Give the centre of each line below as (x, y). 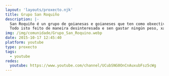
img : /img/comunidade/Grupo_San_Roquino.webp (54, 33)
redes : (12, 61)
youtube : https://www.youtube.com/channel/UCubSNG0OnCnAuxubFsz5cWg (83, 65)
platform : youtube (24, 42)
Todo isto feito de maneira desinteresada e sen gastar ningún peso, (84, 28)
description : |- (22, 19)
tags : (11, 51)
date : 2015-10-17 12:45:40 (33, 38)
